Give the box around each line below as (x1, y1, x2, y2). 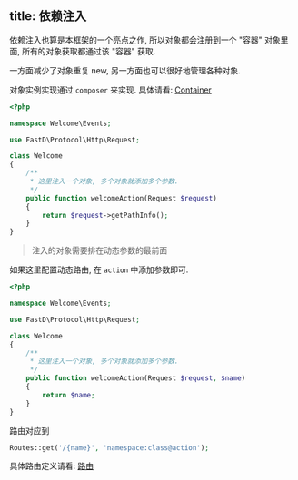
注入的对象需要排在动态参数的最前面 (31, 245, 168, 256)
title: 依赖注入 (9, 8, 87, 24)
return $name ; (42, 390, 95, 399)
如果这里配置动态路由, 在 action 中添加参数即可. (9, 264, 189, 275)
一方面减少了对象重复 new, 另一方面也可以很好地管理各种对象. (9, 64, 241, 75)
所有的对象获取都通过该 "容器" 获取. (21, 45, 156, 56)
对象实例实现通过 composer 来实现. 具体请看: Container (9, 84, 212, 95)
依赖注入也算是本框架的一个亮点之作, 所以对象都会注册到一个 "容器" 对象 (9, 34, 281, 45)
